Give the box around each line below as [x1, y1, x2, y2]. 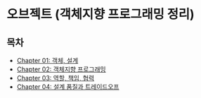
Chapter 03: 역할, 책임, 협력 [16, 74, 95, 82]
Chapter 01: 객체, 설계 [16, 57, 79, 64]
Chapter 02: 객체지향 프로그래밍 [16, 65, 106, 73]
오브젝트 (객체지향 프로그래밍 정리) [6, 6, 195, 22]
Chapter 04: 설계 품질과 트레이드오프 [16, 83, 119, 91]
